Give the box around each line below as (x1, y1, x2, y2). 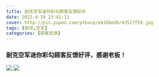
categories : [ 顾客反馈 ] (6, 31, 60, 36)
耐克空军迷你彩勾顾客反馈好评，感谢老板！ (6, 51, 127, 59)
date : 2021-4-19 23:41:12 (6, 14, 69, 20)
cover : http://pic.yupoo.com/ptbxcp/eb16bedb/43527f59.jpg (6, 19, 154, 25)
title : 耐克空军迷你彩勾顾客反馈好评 (6, 8, 86, 15)
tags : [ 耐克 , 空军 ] (6, 25, 48, 31)
